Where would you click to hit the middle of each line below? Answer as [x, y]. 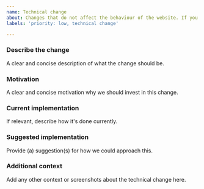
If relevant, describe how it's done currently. [62, 121]
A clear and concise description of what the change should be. [86, 63]
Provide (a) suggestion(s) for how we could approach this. [79, 151]
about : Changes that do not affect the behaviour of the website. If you [102, 18]
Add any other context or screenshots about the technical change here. [96, 179]
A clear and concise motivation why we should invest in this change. [92, 92]
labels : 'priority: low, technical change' [63, 23]
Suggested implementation [48, 137]
